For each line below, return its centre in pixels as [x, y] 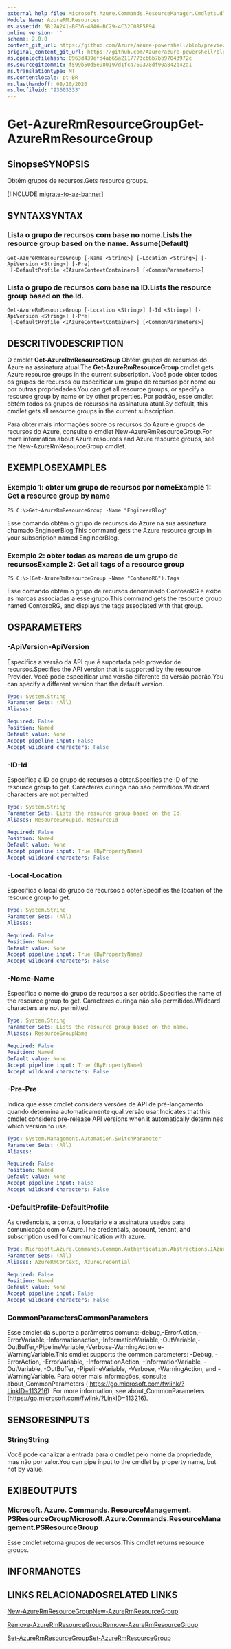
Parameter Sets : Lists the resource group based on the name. [98, 1027]
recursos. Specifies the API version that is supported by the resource [104, 669]
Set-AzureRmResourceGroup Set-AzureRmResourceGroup [89, 1638]
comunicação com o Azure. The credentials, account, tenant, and [99, 1230]
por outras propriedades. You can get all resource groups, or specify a [106, 389]
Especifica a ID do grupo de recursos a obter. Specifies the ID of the [103, 779]
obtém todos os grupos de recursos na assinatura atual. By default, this [108, 404]
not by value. [25, 1470]
